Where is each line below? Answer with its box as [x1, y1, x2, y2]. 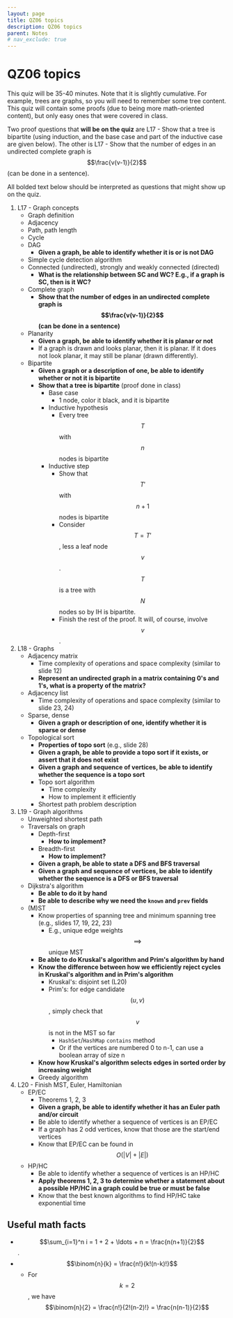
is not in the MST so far [48, 1029, 115, 1037]
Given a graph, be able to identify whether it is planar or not [38, 336, 214, 346]
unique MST [48, 948, 83, 956]
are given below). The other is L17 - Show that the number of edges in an [7, 140, 216, 149]
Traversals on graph [27, 822, 86, 831]
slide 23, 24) [38, 704, 74, 712]
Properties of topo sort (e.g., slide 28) [38, 741, 149, 749]
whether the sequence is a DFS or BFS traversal [38, 874, 179, 883]
